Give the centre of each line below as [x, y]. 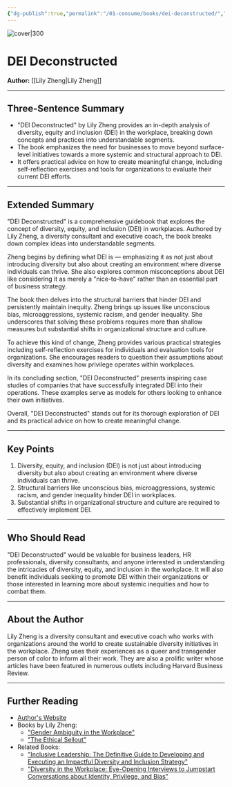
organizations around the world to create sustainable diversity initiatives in [113, 643]
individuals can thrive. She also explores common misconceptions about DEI [116, 272]
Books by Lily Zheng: [47, 725]
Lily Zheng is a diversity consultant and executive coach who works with [110, 636]
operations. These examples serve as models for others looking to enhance [115, 393]
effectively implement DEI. [54, 510]
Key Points [31, 449]
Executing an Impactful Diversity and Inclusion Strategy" [108, 762]
